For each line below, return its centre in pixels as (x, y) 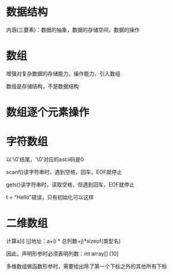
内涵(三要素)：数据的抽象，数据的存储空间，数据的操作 (73, 30)
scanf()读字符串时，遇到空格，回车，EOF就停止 (64, 172)
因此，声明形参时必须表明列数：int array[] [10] (63, 254)
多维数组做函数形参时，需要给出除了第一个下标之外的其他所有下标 (86, 266)
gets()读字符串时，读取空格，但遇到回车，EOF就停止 (71, 184)
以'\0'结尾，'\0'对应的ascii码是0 (45, 159)
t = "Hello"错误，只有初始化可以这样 (50, 197)
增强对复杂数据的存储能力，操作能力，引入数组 (63, 73)
